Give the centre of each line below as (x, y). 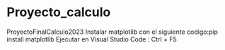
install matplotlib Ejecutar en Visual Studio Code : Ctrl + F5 (92, 39)
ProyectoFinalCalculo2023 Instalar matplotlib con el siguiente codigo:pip (112, 32)
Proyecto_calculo (59, 12)
